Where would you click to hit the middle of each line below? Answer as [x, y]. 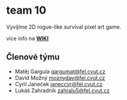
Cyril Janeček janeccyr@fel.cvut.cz [59, 84]
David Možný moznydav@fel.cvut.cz [60, 77]
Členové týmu [33, 57]
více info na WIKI [28, 38]
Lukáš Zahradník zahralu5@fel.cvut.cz [62, 90]
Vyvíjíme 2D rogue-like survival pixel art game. [64, 27]
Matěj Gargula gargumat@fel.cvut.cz [60, 71]
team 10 [26, 10]
